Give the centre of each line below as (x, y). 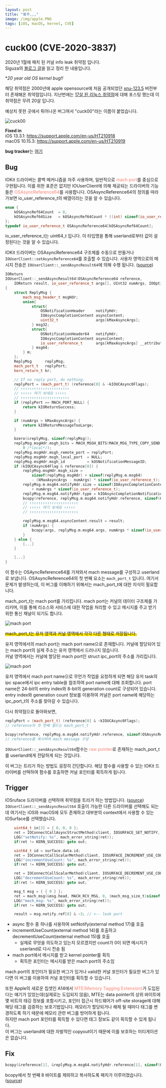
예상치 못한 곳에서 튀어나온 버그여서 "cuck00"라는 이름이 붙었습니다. (72, 111)
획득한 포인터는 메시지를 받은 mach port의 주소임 (67, 961)
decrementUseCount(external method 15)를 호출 (61, 936)
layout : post (19, 10)
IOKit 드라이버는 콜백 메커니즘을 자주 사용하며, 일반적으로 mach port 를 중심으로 (82, 180)
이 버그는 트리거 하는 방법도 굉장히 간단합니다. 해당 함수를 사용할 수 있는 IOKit (80, 766)
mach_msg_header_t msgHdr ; (51, 297)
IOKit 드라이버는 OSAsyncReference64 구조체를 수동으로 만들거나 (70, 253)
